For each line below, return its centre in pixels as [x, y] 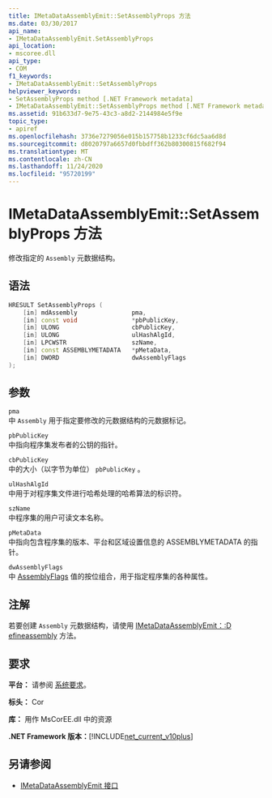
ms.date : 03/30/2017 [43, 23]
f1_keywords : [30, 76]
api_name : [25, 31]
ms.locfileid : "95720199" [52, 174]
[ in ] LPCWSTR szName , [90, 343]
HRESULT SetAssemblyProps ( [56, 305]
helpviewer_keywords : [45, 91]
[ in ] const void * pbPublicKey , [101, 320]
